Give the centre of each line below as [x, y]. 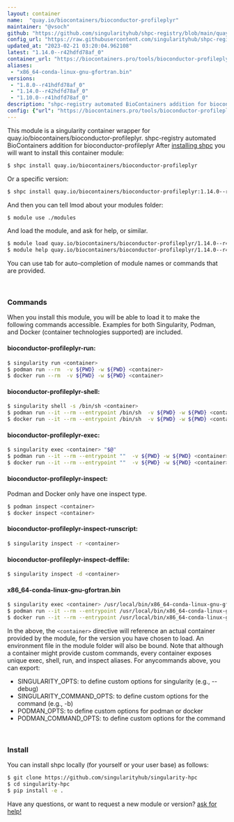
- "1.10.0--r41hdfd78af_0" [49, 98]
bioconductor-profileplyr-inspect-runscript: [72, 529]
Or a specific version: [38, 179]
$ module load [28, 244]
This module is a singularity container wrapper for [79, 130]
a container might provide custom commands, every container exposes [109, 653]
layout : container [34, 14]
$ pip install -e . [36, 791]
